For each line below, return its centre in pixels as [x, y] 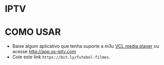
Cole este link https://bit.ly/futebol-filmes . [61, 57]
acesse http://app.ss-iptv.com [44, 52]
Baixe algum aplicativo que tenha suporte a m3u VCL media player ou [86, 46]
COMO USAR [33, 32]
